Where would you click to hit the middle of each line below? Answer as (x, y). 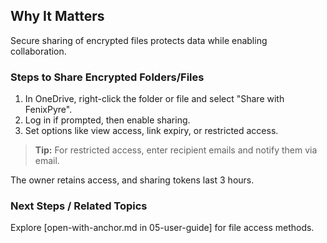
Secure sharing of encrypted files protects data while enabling (139, 40)
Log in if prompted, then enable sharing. (107, 120)
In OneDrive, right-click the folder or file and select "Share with (154, 99)
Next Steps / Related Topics (79, 206)
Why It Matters (57, 16)
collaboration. (38, 51)
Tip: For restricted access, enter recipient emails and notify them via (176, 150)
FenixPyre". (48, 110)
